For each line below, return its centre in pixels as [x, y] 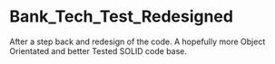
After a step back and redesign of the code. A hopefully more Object [137, 41]
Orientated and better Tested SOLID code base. [98, 50]
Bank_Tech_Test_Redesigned [122, 17]
